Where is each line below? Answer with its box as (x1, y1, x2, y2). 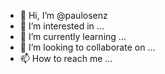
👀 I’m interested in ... (19, 20, 105, 32)
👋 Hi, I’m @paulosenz (19, 10, 108, 21)
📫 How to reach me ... (19, 53, 113, 64)
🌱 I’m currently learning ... (19, 31, 127, 42)
